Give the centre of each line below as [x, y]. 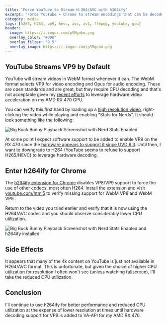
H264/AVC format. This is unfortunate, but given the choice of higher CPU [81, 267]
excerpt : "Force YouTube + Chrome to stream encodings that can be [77, 14]
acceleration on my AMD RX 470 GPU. [44, 100]
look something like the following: [40, 120]
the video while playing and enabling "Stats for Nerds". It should [87, 115]
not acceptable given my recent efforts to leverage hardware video [74, 94]
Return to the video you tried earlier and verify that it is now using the [76, 208]
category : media [22, 19]
